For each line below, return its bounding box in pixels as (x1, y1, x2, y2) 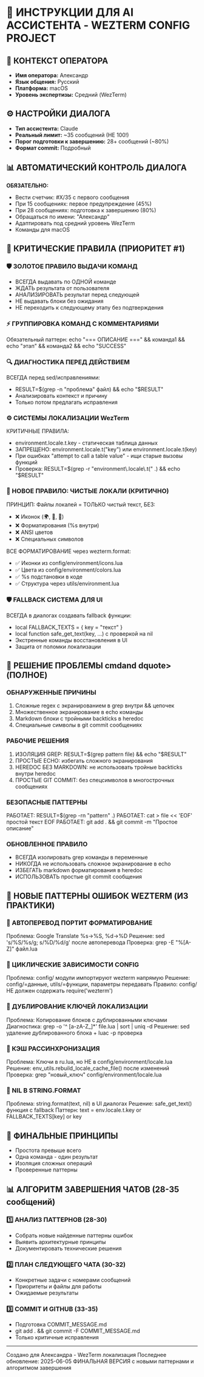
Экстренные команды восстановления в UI (15, 636, 127, 643)
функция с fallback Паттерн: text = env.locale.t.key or (6, 1106, 141, 1114)
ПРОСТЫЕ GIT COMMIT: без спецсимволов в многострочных (15, 776, 175, 783)
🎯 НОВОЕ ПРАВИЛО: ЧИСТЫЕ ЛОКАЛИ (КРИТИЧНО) (6, 487, 169, 495)
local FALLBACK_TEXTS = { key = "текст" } (15, 623, 123, 631)
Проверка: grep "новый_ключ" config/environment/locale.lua (6, 1070, 162, 1078)
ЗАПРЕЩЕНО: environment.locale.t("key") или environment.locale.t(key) (15, 446, 197, 453)
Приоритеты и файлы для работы (15, 1283, 102, 1290)
